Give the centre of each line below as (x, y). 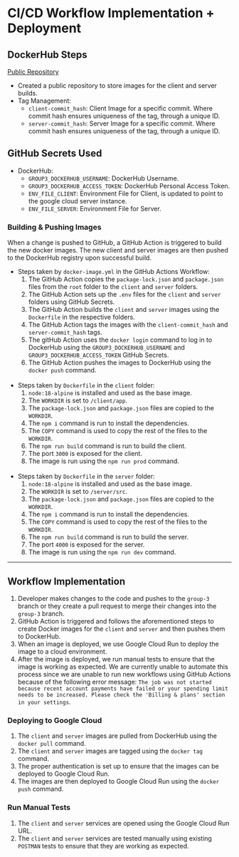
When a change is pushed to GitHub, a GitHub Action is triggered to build (115, 243)
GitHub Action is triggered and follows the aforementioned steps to (116, 621)
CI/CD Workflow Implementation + (111, 13)
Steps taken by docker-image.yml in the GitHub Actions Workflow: (113, 272)
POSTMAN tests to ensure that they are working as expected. (103, 846)
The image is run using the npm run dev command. (102, 552)
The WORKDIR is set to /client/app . (78, 400)
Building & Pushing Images (54, 227)
